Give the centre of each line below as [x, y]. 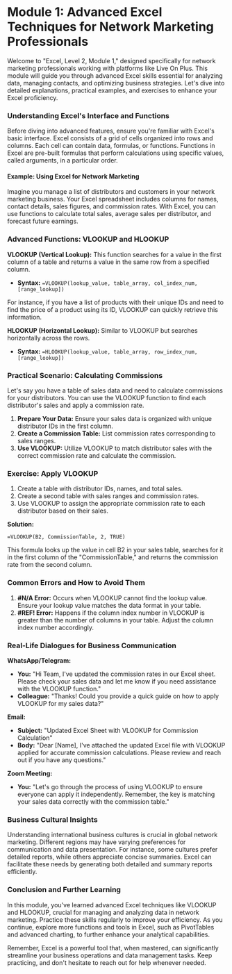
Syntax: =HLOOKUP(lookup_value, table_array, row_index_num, [107, 351]
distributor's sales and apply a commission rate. [76, 405]
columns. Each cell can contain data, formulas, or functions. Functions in [111, 146]
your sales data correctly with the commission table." [93, 801]
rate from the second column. [50, 565]
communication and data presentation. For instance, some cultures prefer [113, 850]
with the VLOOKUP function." [59, 688]
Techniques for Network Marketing [110, 27]
